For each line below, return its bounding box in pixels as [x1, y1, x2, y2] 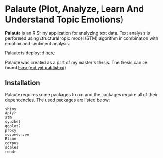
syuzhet [5, 119, 21, 124]
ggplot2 [5, 123, 21, 128]
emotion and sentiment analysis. [5, 40, 70, 46]
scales [5, 145, 19, 150]
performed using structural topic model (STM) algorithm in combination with [5, 35, 159, 41]
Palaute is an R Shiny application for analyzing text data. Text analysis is [5, 30, 150, 36]
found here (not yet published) [5, 65, 67, 70]
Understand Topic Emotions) [5, 14, 124, 25]
